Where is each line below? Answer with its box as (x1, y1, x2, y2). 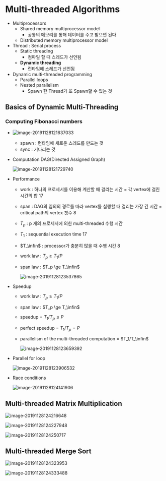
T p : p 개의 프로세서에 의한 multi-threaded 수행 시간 (20, 220, 123, 227)
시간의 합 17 (20, 193, 44, 199)
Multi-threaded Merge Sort (5, 447, 92, 455)
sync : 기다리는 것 (20, 146, 56, 152)
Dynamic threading (20, 59, 61, 66)
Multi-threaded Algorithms (5, 4, 120, 15)
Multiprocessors (12, 20, 47, 26)
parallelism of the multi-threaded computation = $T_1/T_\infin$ (20, 336, 149, 342)
